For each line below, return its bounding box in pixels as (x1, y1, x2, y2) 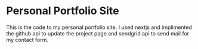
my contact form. (6, 36, 49, 43)
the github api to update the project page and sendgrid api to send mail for (6, 30, 190, 37)
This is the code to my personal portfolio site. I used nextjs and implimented (6, 24, 193, 31)
